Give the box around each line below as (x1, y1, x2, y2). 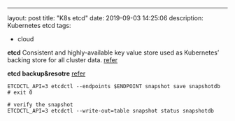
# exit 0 (7, 89, 33, 96)
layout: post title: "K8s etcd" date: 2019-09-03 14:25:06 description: (7, 14, 204, 22)
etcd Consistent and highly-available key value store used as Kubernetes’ (7, 48, 220, 57)
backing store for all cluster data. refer (7, 56, 117, 64)
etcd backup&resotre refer (7, 69, 86, 78)
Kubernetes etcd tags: (7, 22, 71, 29)
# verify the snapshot (7, 101, 73, 108)
